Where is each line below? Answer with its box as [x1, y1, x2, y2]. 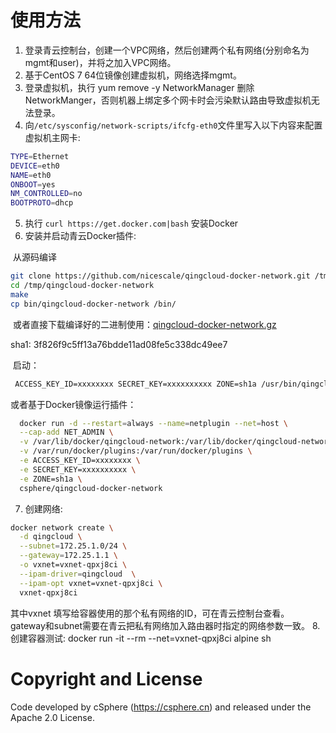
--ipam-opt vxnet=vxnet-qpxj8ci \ [19, 578, 163, 588]
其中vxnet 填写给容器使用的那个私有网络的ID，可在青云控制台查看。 [10, 607, 290, 619]
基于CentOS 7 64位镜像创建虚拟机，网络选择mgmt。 [24, 69, 242, 81]
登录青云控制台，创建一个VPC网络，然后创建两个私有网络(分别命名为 [24, 44, 310, 56]
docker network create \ [10, 522, 114, 533]
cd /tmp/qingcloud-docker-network [10, 281, 155, 291]
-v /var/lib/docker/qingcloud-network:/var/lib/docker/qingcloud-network [19, 437, 333, 447]
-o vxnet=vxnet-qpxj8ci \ [19, 560, 128, 570]
